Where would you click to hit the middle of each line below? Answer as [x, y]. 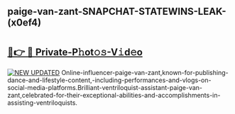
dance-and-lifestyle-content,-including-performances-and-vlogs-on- [109, 80]
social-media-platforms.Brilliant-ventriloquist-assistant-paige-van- [105, 87]
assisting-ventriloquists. [43, 103]
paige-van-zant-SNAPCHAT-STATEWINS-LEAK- [117, 12]
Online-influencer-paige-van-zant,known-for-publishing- [145, 73]
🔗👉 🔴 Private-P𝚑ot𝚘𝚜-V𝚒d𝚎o [75, 52]
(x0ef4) [24, 23]
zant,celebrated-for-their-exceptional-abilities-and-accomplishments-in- [114, 95]
